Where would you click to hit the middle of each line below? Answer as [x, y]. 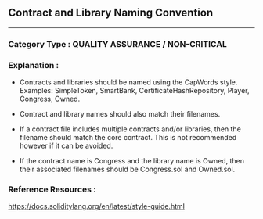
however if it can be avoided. [66, 146]
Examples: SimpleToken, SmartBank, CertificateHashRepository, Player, [134, 91]
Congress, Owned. [50, 99]
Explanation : [34, 65]
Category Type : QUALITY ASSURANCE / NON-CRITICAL [117, 44]
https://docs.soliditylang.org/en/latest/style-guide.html [97, 206]
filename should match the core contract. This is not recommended [128, 138]
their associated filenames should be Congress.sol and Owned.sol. [127, 169]
